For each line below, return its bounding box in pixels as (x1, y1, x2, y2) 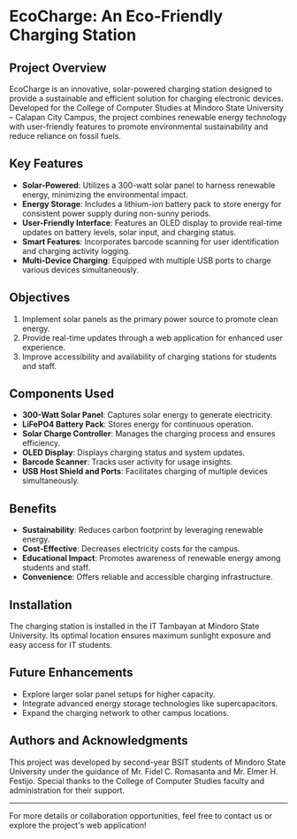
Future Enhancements (9, 666, 134, 681)
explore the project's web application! (9, 820, 147, 830)
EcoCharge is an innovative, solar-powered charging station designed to (9, 84, 272, 94)
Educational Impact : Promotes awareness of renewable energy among (21, 553, 281, 564)
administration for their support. (9, 785, 126, 796)
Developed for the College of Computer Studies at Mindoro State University (9, 103, 285, 112)
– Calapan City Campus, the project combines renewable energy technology (9, 112, 287, 122)
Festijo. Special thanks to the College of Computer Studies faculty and (9, 775, 265, 786)
